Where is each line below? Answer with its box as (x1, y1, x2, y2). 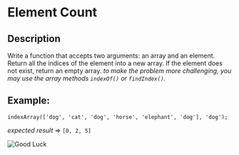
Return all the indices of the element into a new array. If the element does (7, 59, 223, 68)
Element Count (7, 4, 98, 21)
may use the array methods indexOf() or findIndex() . (7, 74, 166, 82)
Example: (7, 95, 50, 107)
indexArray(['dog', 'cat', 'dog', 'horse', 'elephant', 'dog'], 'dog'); (7, 113, 228, 121)
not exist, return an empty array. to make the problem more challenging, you (7, 67, 232, 75)
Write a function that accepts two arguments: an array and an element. (7, 51, 215, 60)
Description (7, 33, 61, 45)
